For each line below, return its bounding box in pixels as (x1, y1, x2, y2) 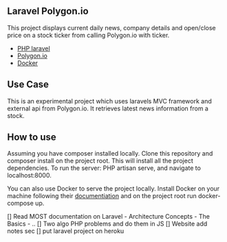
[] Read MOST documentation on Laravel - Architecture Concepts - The (7, 213, 210, 221)
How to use (7, 132, 56, 143)
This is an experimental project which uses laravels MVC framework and (7, 97, 212, 105)
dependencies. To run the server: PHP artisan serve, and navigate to (7, 164, 202, 172)
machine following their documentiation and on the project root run (7, 192, 197, 200)
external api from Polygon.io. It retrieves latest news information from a (7, 104, 208, 112)
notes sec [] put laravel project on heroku (7, 227, 125, 235)
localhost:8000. (7, 171, 52, 180)
